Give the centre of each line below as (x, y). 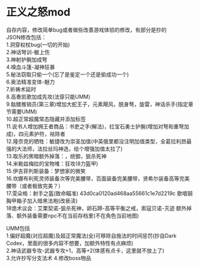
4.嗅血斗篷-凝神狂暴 (31, 67)
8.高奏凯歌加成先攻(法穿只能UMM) (48, 96)
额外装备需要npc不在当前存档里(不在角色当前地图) (78, 215)
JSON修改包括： (26, 37)
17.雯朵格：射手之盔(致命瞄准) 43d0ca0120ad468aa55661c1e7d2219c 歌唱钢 (99, 193)
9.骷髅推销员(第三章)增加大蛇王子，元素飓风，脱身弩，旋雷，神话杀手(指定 (97, 104)
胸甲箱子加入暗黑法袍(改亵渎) (42, 200)
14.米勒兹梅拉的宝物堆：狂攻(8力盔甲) (52, 164)
